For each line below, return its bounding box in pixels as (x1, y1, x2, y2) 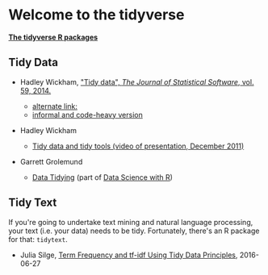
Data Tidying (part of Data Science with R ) (31, 172, 174, 182)
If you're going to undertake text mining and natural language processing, (8, 217, 253, 227)
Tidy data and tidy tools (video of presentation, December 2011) (31, 141, 245, 151)
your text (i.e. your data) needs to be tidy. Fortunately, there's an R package (8, 226, 260, 235)
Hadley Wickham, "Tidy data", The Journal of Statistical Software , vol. (19, 77, 254, 86)
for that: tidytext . (8, 234, 68, 244)
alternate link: (31, 101, 78, 110)
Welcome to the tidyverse (8, 6, 185, 24)
